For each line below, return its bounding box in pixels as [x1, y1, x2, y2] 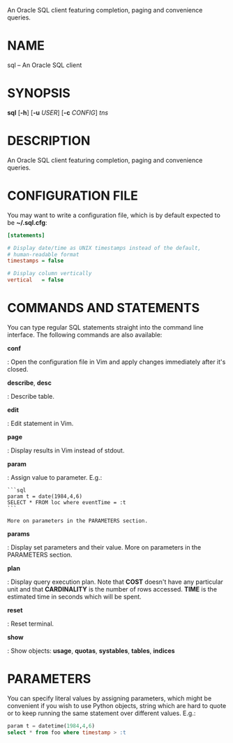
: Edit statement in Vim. [7, 419, 74, 427]
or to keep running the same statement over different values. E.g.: [7, 709, 196, 717]
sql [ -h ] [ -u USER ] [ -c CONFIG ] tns [7, 108, 109, 117]
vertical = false [7, 277, 64, 284]
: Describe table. [7, 392, 54, 400]
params [7, 529, 30, 538]
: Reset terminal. [7, 619, 54, 628]
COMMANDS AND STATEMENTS [7, 300, 200, 316]
